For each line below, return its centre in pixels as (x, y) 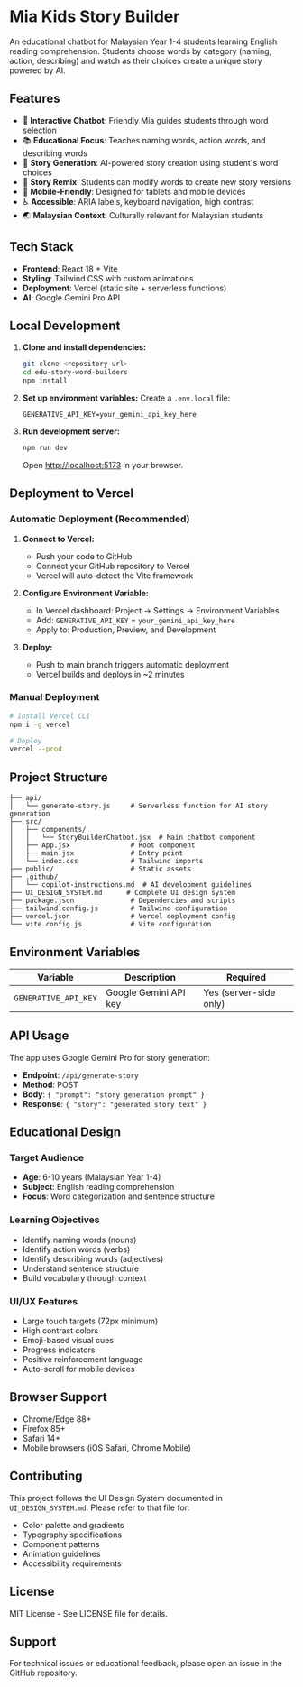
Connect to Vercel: (58, 539)
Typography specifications (72, 1535)
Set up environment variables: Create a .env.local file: (126, 398)
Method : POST (50, 1084)
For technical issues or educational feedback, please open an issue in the (146, 1664)
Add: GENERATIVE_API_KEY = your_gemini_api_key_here (136, 620)
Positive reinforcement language (83, 1360)
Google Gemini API (146, 992)
